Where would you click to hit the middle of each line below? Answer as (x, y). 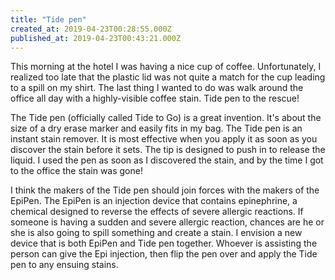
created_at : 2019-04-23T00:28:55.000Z (91, 29)
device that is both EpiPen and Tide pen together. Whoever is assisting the (164, 243)
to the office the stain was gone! (76, 171)
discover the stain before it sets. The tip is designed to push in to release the (168, 150)
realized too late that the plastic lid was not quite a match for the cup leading (168, 77)
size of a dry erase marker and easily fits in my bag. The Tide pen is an (156, 128)
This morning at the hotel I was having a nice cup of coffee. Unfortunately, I (166, 67)
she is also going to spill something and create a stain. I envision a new (156, 233)
